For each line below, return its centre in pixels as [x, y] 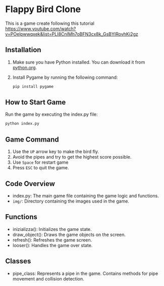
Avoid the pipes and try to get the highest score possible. [72, 157]
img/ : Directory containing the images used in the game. [71, 201]
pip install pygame [33, 86]
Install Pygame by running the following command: [65, 77]
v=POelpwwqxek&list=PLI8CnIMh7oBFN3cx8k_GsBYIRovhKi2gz [72, 34]
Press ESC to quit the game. [41, 168]
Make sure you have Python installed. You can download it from [79, 62]
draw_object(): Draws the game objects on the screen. [69, 234]
